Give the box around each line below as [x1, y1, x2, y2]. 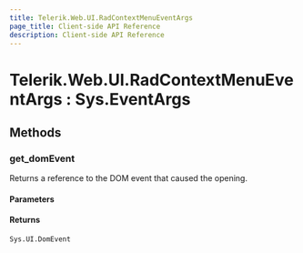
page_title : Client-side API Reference [9, 22, 161, 31]
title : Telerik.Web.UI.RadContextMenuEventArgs [9, 13, 194, 23]
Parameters [9, 193, 55, 205]
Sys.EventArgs [75, 88, 191, 109]
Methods [9, 125, 62, 140]
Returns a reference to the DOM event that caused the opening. [9, 173, 248, 184]
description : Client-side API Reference [9, 30, 166, 39]
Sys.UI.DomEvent [9, 235, 71, 244]
